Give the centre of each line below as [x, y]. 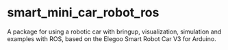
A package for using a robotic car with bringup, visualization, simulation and [114, 32]
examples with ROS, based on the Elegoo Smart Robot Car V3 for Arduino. [112, 38]
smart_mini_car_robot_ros [83, 13]
